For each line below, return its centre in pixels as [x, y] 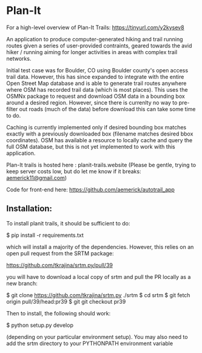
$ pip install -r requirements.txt [45, 235]
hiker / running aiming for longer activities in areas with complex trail [92, 52]
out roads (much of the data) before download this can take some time [107, 109]
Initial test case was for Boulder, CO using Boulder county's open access [97, 70]
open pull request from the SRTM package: [60, 253]
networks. [19, 58]
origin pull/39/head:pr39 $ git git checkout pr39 [66, 301]
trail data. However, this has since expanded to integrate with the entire [95, 77]
